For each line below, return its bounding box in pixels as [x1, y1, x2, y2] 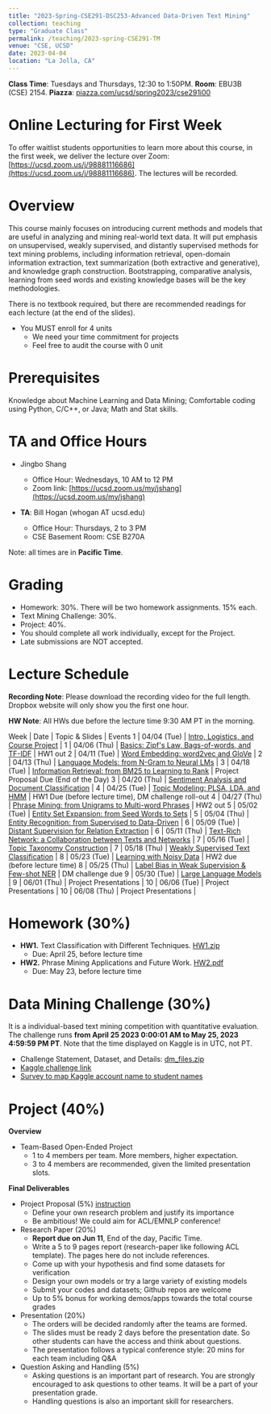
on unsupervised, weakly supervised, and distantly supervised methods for [8, 240, 259, 250]
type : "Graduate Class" [8, 27, 89, 35]
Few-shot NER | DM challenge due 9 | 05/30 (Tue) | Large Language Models [8, 869, 262, 879]
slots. [31, 1168, 51, 1177]
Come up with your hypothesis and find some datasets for [31, 1259, 226, 1269]
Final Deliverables [8, 1184, 70, 1194]
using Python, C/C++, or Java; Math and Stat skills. [8, 404, 179, 413]
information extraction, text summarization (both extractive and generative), [8, 258, 261, 267]
